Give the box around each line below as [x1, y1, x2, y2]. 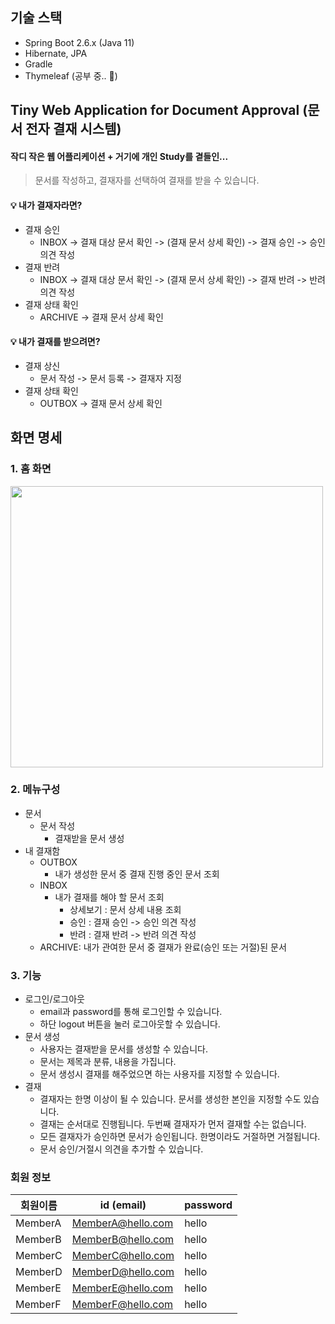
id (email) [99, 1198, 147, 1212]
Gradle [24, 58, 53, 70]
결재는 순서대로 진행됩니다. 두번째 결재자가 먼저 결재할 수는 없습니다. [39, 1118, 307, 1130]
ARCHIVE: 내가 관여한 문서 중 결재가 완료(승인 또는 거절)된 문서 [39, 941, 287, 953]
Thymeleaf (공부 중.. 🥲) [24, 69, 118, 82]
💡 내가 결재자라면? [10, 199, 83, 211]
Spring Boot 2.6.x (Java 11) [24, 36, 135, 48]
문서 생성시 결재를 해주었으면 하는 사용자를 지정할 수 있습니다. [39, 1068, 280, 1080]
